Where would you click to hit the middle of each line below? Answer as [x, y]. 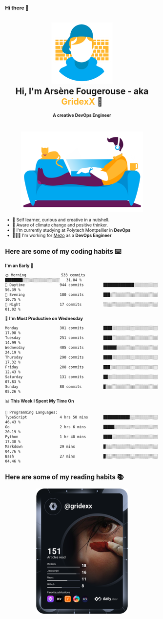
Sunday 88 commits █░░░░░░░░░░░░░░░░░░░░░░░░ [82, 387]
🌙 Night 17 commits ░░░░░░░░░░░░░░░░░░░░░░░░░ [82, 305]
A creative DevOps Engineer [82, 115]
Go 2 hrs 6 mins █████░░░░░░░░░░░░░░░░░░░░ [82, 427]
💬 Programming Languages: [31, 413]
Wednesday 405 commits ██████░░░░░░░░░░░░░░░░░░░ [82, 348]
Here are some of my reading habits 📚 [65, 477]
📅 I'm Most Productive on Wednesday [44, 319]
